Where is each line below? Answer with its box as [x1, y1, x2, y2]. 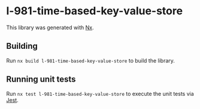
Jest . [6, 96, 19, 104]
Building [6, 41, 38, 51]
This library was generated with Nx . [6, 24, 94, 31]
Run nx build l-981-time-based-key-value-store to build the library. [6, 57, 175, 64]
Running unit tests [6, 74, 76, 85]
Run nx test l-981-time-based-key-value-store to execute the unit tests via [6, 90, 195, 97]
